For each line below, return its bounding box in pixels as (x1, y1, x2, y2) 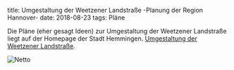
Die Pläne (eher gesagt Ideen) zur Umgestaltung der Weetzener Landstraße (7, 27, 227, 35)
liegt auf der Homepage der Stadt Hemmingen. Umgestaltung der (7, 34, 197, 43)
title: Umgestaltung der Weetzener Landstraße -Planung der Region (7, 6, 203, 14)
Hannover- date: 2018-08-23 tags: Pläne (7, 13, 125, 22)
